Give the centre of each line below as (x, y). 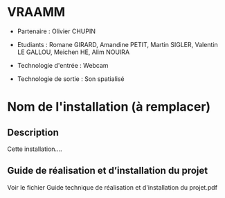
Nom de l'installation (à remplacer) (109, 107)
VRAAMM (36, 12)
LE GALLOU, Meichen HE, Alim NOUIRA (73, 52)
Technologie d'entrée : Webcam (63, 65)
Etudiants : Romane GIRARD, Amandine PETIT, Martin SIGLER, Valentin (117, 44)
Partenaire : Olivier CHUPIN (56, 31)
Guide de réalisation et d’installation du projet (108, 171)
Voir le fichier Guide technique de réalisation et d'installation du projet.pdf (112, 187)
